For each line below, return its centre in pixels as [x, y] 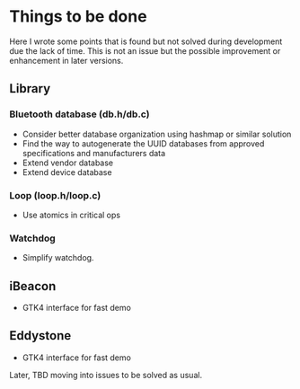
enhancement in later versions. [66, 60]
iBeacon [33, 286]
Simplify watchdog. [58, 258]
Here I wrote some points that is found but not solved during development [146, 41]
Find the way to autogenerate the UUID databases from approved [143, 143]
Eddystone [40, 336]
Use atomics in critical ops [71, 215]
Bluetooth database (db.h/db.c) [79, 114]
